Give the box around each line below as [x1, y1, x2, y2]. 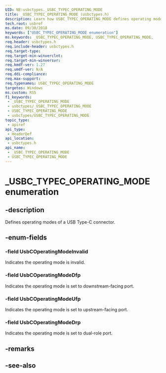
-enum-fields [5, 233, 47, 242]
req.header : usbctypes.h [5, 40, 56, 45]
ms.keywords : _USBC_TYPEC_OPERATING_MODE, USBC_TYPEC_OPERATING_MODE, [5, 35, 154, 40]
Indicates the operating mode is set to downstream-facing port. [5, 283, 134, 289]
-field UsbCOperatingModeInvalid [5, 248, 88, 255]
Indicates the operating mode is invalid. [5, 259, 85, 265]
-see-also [5, 361, 36, 370]
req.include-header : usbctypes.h [5, 44, 74, 49]
